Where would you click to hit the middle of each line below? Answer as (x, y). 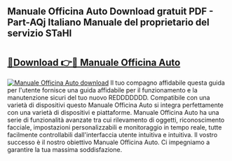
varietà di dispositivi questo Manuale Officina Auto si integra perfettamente (116, 105)
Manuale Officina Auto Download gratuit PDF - (110, 12)
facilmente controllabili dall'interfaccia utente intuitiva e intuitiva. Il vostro (112, 135)
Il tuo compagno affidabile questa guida (168, 83)
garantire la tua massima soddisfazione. (65, 149)
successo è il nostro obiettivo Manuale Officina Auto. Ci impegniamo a (109, 142)
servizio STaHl (40, 33)
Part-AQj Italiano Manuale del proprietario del (108, 23)
